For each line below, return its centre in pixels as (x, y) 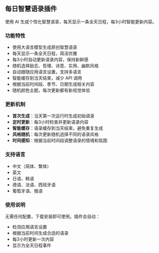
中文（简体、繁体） (32, 166)
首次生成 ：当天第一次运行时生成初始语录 (53, 116)
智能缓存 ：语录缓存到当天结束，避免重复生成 (58, 128)
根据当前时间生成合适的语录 (40, 233)
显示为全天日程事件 (32, 245)
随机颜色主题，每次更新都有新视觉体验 (51, 91)
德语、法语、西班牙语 (34, 185)
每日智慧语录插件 (31, 9)
